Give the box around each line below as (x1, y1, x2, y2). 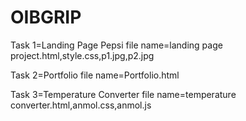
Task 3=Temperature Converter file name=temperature (10, 88, 237, 100)
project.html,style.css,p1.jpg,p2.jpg (10, 49, 155, 61)
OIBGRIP (10, 6, 82, 29)
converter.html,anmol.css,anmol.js (10, 99, 152, 111)
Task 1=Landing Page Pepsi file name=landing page (10, 39, 223, 51)
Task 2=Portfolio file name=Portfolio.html (10, 69, 180, 81)
